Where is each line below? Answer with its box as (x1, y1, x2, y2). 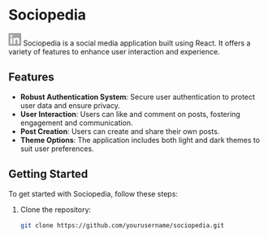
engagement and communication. (19, 118, 133, 128)
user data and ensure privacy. (19, 100, 120, 110)
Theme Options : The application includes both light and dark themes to (19, 135, 261, 145)
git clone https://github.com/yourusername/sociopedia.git (19, 221, 225, 229)
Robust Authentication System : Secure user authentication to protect (19, 92, 256, 102)
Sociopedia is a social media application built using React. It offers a (23, 38, 251, 48)
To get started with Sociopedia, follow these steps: (8, 188, 179, 198)
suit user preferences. (19, 144, 95, 154)
